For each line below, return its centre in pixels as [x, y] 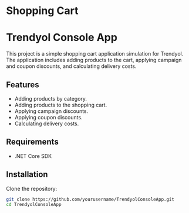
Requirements [32, 142]
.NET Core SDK [33, 156]
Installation [27, 175]
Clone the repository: [32, 188]
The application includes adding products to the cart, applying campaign [94, 60]
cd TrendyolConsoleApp [34, 205]
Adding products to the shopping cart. [61, 105]
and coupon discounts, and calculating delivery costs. [71, 66]
